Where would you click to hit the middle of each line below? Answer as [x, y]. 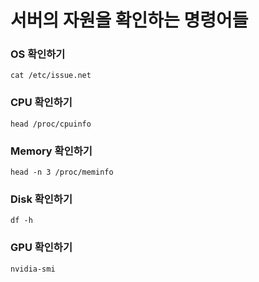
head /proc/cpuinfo [51, 124]
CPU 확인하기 [41, 103]
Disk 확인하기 [41, 199]
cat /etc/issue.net [51, 76]
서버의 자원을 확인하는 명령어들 [129, 20]
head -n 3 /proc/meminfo [62, 172]
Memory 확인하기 [51, 151]
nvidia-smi [33, 269]
